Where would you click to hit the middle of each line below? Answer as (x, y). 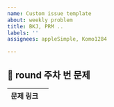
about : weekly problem (40, 20)
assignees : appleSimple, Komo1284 (57, 39)
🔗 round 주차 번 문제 (49, 75)
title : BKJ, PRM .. (35, 26)
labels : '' (23, 33)
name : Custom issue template (49, 13)
